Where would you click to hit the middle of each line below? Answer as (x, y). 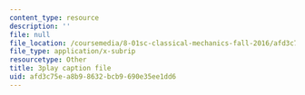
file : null (30, 34)
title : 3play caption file (60, 69)
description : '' (40, 26)
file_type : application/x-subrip (73, 52)
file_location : (38, 43)
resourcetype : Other (49, 60)
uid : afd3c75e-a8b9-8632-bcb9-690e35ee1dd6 (93, 77)
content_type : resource (54, 18)
